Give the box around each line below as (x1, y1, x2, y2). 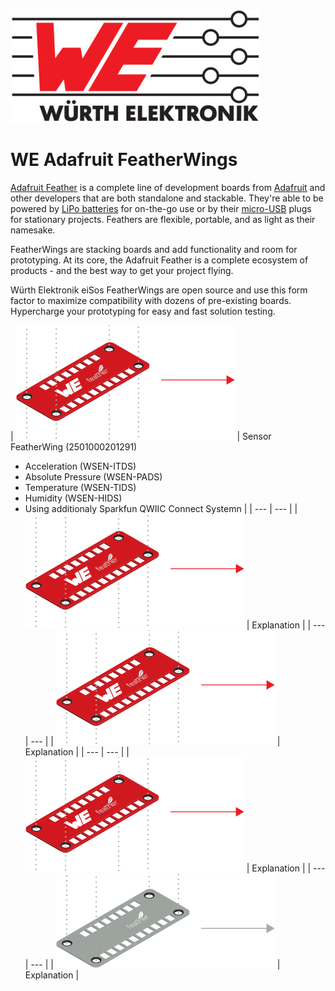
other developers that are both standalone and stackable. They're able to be (10, 192, 324, 204)
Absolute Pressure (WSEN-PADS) (24, 470, 163, 483)
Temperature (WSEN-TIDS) (24, 481, 137, 493)
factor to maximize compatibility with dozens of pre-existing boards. (10, 294, 292, 306)
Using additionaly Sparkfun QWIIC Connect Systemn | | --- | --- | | (24, 502, 298, 514)
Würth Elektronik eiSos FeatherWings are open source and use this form (10, 284, 308, 296)
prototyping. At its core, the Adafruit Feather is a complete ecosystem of (10, 254, 309, 266)
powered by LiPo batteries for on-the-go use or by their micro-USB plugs (10, 202, 312, 214)
